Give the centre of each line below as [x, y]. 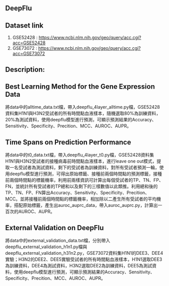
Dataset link [24, 25]
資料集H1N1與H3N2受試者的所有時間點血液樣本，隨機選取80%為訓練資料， [83, 113]
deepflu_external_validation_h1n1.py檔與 [46, 247]
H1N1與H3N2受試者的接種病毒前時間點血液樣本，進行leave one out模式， [81, 161]
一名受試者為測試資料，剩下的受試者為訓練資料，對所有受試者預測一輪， [84, 168]
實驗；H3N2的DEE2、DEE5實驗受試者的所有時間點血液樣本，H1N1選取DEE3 [84, 259]
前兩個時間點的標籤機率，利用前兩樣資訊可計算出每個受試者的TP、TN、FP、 [84, 180]
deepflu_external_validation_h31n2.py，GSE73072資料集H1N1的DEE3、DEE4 [84, 253]
